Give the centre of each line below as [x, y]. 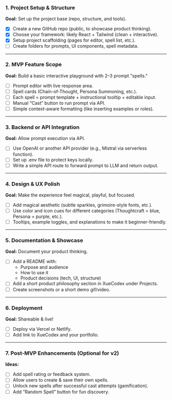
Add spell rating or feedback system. [52, 374]
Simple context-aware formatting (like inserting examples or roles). [83, 109]
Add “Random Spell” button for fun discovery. [61, 392]
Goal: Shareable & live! [29, 319]
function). [23, 154]
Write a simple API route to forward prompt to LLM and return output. [85, 165]
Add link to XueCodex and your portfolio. [56, 334]
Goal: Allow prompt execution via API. [45, 138]
